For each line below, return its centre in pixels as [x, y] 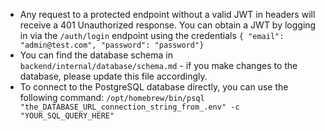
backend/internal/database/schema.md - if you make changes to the [158, 65]
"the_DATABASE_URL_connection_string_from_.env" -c [129, 107]
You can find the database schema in [96, 55]
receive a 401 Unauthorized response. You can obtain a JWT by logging [168, 25]
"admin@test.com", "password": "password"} [112, 45]
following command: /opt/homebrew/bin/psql [112, 97]
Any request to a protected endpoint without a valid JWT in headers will [167, 14]
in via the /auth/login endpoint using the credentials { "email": [152, 35]
